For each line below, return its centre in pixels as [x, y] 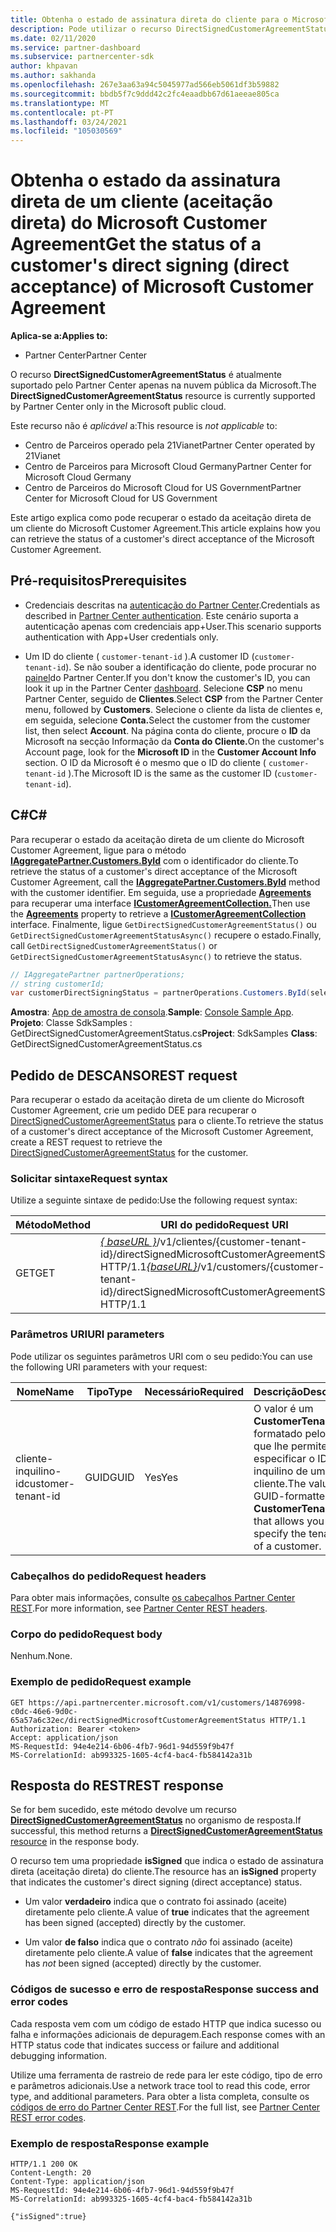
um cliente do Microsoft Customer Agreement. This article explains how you [165, 528]
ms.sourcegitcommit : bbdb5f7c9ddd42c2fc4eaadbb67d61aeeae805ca [145, 94]
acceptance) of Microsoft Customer [162, 287]
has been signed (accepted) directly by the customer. [135, 1923]
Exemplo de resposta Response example [110, 2143]
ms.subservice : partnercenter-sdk [82, 57]
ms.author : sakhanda [53, 76]
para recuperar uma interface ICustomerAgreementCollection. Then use [160, 903]
